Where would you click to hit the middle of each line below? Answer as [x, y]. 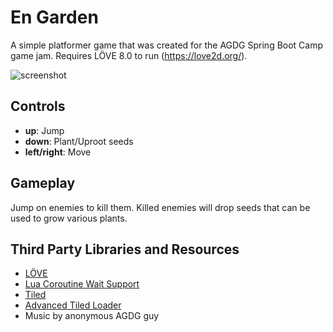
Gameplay [43, 183]
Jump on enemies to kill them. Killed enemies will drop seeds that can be [160, 207]
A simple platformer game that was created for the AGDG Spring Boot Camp [167, 45]
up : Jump [44, 130]
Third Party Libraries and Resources [125, 249]
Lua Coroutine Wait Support [82, 284]
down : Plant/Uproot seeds [79, 141]
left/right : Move [58, 152]
